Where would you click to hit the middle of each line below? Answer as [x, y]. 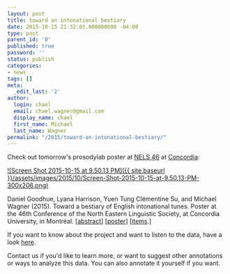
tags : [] [20, 79]
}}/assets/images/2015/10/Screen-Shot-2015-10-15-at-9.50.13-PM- [103, 178]
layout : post [26, 14]
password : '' [26, 53]
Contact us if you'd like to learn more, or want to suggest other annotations [115, 256]
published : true [31, 46]
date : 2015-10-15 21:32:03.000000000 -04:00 [73, 27]
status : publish [31, 59]
